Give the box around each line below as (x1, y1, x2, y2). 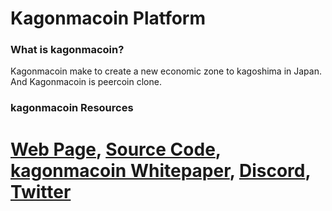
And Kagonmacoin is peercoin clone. (10, 76, 162, 88)
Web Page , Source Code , (10, 138, 222, 161)
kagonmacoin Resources (10, 101, 134, 115)
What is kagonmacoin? (10, 43, 125, 57)
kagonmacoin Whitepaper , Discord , (10, 159, 311, 182)
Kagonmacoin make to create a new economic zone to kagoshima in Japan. (10, 65, 322, 77)
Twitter (10, 180, 72, 203)
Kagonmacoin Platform (10, 7, 207, 30)
